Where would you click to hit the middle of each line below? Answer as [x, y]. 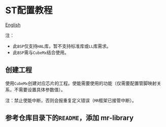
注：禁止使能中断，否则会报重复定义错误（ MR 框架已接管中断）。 [71, 100]
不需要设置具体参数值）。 [40, 89]
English [13, 25]
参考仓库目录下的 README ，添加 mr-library [69, 118]
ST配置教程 [29, 10]
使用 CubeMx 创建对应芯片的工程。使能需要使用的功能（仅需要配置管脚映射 [81, 83]
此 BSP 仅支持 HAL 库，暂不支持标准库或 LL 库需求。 [62, 46]
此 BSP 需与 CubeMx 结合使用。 [41, 52]
